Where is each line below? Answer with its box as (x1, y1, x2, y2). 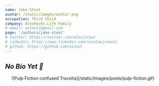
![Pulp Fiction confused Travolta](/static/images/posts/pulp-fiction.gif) (11, 75, 155, 82)
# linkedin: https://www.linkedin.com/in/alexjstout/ (5, 40, 119, 44)
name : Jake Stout (5, 7, 41, 12)
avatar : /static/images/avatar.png (5, 12, 79, 17)
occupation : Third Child (5, 16, 56, 21)
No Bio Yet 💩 (5, 62, 43, 71)
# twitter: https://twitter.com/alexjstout (5, 35, 96, 40)
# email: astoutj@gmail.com (5, 26, 63, 31)
